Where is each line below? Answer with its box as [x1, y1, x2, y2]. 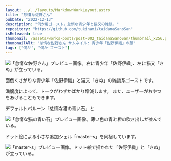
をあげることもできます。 [5, 94, 59, 100]
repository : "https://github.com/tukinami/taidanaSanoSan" [5, 26, 133, 32]
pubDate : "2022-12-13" [5, 17, 53, 22]
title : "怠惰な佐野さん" [5, 12, 52, 17]
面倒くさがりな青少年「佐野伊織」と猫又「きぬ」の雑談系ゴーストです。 [5, 77, 156, 83]
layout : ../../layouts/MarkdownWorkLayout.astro [5, 7, 110, 13]
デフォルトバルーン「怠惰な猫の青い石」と [5, 105, 95, 111]
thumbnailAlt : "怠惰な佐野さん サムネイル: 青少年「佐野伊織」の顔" [5, 41, 136, 46]
